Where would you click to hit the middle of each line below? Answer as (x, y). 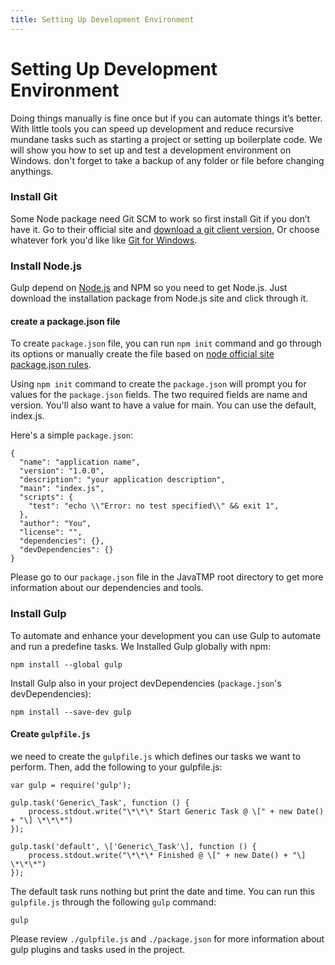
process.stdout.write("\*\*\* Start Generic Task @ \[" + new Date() (176, 811)
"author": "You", (55, 524)
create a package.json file (65, 321)
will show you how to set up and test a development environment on (151, 150)
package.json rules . (51, 365)
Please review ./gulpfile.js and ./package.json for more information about (167, 938)
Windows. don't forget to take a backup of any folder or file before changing (167, 160)
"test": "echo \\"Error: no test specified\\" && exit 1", (154, 506)
